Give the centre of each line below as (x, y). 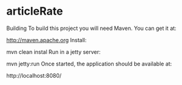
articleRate (35, 11)
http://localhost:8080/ (34, 75)
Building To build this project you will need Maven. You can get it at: (92, 28)
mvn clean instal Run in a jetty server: (53, 52)
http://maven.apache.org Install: (46, 40)
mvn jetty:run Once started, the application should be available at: (89, 64)
